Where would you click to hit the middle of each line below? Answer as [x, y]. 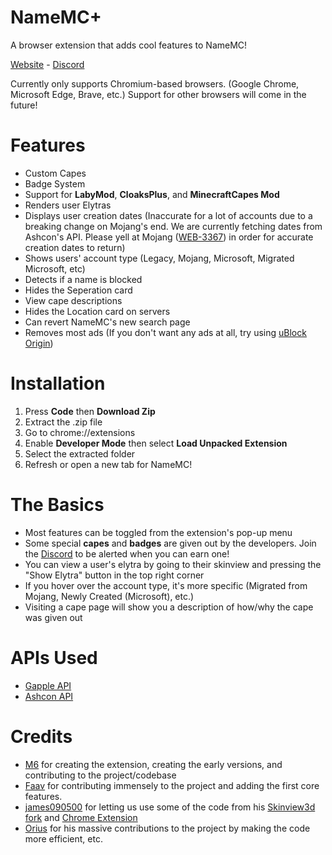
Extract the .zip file [63, 422]
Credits [41, 736]
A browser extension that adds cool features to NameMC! [129, 45]
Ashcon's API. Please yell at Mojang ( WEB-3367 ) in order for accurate [169, 237]
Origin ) [39, 343]
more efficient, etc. [63, 838]
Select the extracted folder [80, 453]
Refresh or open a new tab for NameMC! [108, 464]
